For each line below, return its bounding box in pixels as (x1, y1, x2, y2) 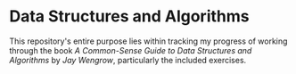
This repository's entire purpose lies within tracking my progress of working (9, 36, 288, 46)
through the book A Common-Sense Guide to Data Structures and (9, 45, 252, 55)
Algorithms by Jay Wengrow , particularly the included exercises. (9, 54, 247, 65)
